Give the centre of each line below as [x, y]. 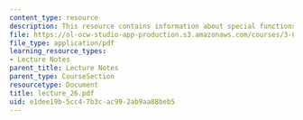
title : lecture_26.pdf [52, 93]
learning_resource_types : [58, 51]
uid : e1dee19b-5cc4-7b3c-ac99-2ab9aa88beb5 [92, 102]
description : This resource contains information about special [133, 26]
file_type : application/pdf [62, 43]
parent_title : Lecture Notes [64, 69]
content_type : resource [54, 18]
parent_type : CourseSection [62, 77]
